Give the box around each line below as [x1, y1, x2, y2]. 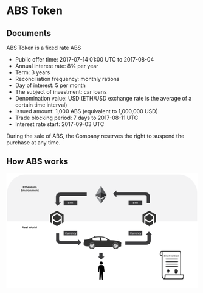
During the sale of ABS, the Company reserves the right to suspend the [6, 132, 185, 139]
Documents [6, 28, 52, 38]
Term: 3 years [15, 69, 50, 76]
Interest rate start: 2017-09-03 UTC [15, 121, 105, 128]
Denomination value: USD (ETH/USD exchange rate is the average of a [15, 95, 192, 102]
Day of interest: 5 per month [15, 82, 86, 89]
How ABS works [6, 157, 69, 167]
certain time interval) [15, 101, 67, 108]
